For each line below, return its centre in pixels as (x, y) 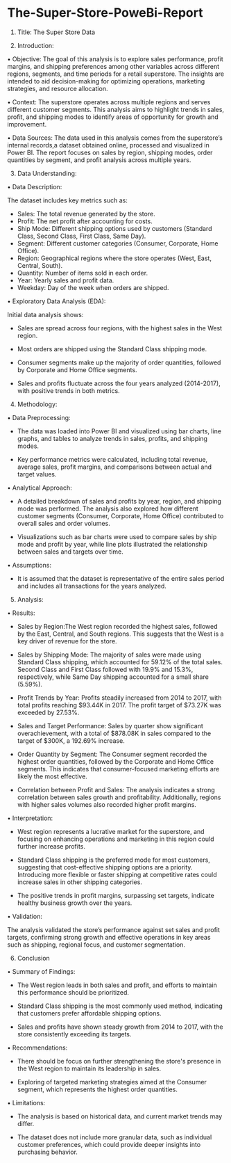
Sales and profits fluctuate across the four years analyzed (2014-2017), (119, 383)
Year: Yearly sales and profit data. (66, 280)
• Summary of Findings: (41, 971)
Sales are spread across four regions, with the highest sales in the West (120, 328)
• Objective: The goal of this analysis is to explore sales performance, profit (115, 59)
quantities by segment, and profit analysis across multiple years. (99, 160)
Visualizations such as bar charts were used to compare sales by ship (117, 536)
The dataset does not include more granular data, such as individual (114, 1137)
